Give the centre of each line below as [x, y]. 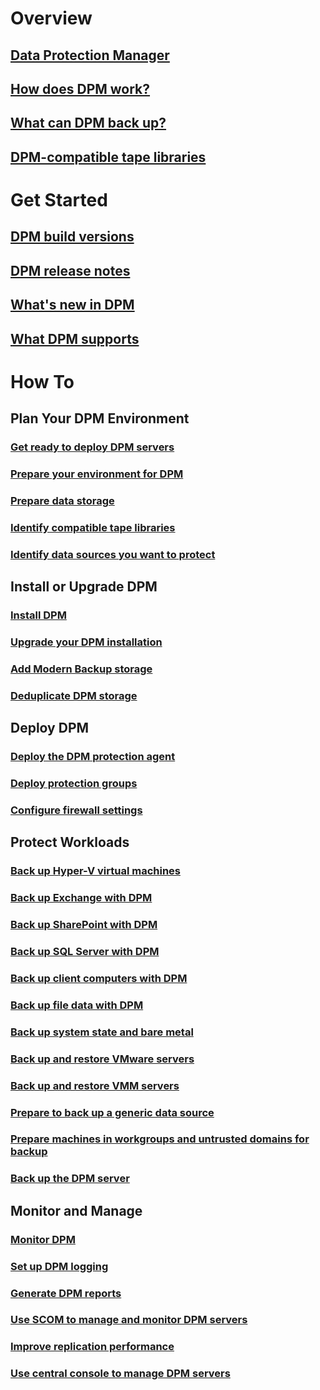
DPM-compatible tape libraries [108, 157]
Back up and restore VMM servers [95, 1085]
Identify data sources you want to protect [113, 554]
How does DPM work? [80, 88]
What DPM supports [75, 338]
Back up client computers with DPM [99, 978]
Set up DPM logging [59, 1266]
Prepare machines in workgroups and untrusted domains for [160, 1139]
